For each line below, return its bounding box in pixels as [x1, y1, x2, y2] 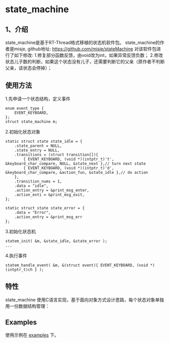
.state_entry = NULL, [14, 147, 60, 153]
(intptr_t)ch [5, 267, 33, 272]
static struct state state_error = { [5, 205, 85, 210]
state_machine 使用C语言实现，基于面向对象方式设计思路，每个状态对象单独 [5, 296, 164, 303]
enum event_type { [5, 106, 44, 111]
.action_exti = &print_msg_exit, [14, 192, 85, 197]
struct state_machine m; [5, 119, 58, 124]
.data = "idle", [14, 183, 49, 189]
